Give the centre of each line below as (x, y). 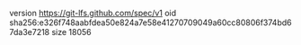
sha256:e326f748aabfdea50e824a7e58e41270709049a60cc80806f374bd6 (150, 22)
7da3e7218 (30, 32)
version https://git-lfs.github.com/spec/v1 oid (93, 13)
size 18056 (71, 32)
